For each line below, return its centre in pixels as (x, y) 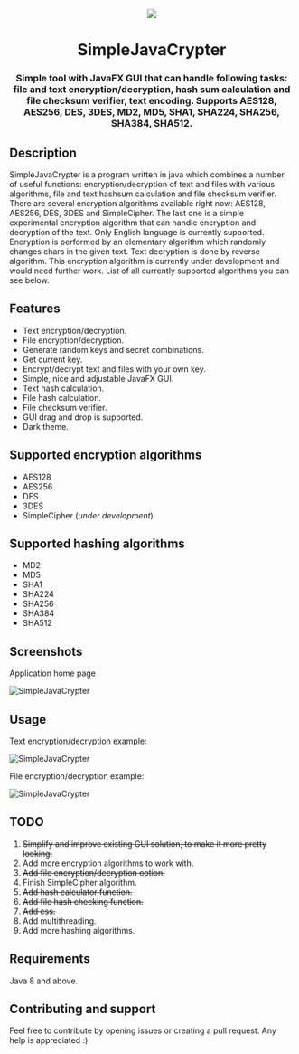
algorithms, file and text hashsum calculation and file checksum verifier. (143, 194)
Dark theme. (46, 426)
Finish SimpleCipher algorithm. (79, 882)
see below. (29, 280)
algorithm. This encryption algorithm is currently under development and (145, 261)
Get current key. (52, 359)
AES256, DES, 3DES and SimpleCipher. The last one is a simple (127, 213)
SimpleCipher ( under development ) (88, 515)
